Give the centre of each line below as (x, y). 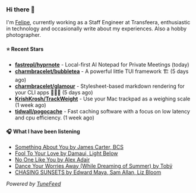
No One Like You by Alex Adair (52, 159)
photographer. (24, 35)
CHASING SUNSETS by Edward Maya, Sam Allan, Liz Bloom (88, 172)
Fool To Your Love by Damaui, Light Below (66, 153)
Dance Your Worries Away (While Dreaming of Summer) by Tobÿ (94, 166)
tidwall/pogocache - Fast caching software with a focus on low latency (102, 111)
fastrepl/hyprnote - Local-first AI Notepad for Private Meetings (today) (102, 64)
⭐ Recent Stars (25, 49)
